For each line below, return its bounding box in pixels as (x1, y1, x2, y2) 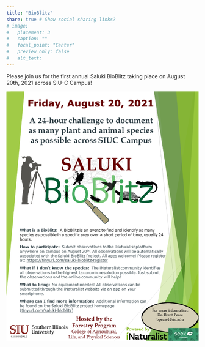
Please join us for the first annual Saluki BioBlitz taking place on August (6, 72, 185, 80)
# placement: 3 (6, 29, 51, 35)
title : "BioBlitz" (6, 10, 53, 16)
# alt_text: (6, 55, 43, 61)
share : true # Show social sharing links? (6, 16, 116, 23)
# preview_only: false (6, 49, 70, 55)
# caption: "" (6, 35, 48, 42)
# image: (6, 23, 29, 29)
